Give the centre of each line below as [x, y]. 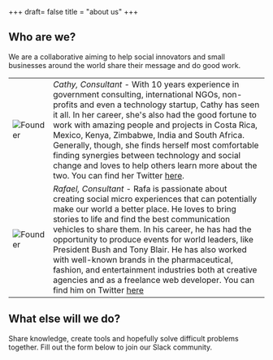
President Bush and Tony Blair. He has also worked [150, 249]
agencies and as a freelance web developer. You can [154, 280]
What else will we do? [64, 319]
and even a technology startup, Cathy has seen [170, 105]
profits [65, 105]
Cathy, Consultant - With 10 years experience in [146, 84]
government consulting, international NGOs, [136, 94]
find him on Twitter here [98, 289]
